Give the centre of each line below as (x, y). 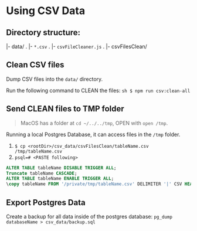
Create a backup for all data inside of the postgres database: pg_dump (89, 216)
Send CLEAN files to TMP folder (65, 109)
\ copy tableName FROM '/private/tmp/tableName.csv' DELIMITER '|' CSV (94, 184)
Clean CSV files (35, 65)
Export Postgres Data (46, 203)
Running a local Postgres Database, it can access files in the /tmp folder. (93, 134)
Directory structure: (43, 33)
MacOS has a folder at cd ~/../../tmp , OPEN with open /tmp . (94, 123)
